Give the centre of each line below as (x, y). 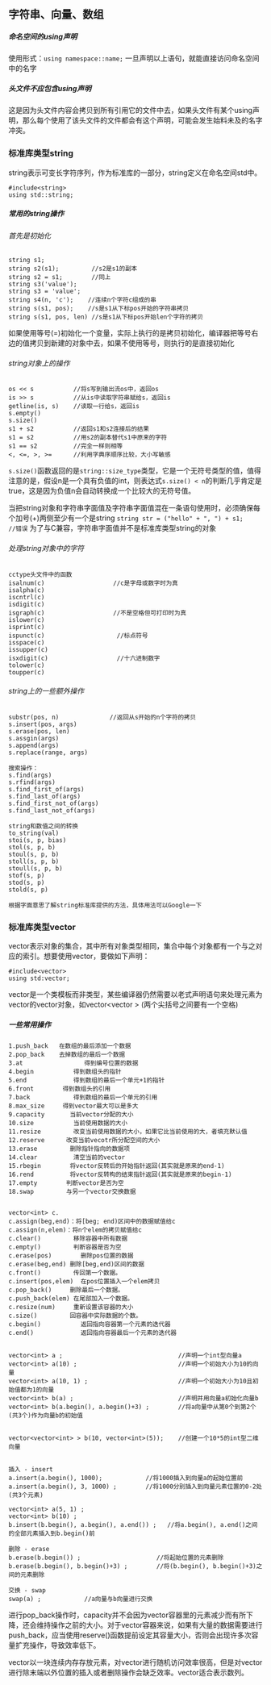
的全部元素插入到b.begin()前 (52, 1534)
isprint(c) (27, 627)
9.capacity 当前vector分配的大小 (71, 1115)
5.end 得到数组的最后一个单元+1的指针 (87, 1080)
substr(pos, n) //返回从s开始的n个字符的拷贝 (102, 717)
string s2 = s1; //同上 (60, 277)
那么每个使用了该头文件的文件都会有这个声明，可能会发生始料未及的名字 (142, 120)
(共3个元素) (26, 1495)
